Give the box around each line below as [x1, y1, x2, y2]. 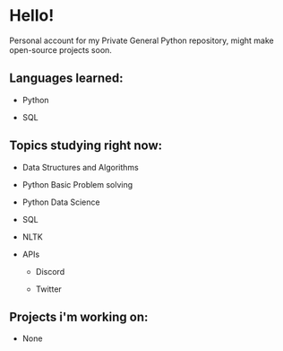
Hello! [9, 5, 55, 26]
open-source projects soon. [9, 44, 112, 55]
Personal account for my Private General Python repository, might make [9, 35, 275, 46]
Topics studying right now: [9, 138, 163, 154]
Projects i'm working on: [9, 309, 149, 324]
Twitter [35, 284, 63, 294]
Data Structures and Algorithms [21, 162, 139, 172]
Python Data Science [21, 197, 100, 207]
